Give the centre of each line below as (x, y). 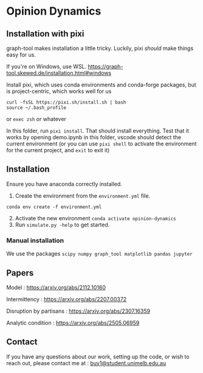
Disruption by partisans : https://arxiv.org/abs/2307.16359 (78, 311)
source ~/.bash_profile (36, 108)
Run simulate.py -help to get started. (62, 225)
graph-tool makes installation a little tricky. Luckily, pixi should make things (100, 48)
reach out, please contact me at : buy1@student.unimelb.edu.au (86, 363)
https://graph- (105, 66)
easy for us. (21, 55)
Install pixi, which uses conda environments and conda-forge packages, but (101, 85)
